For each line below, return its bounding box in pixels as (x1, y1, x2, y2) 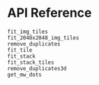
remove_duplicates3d (7, 65, 68, 72)
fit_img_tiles (7, 28, 49, 35)
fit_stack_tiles (7, 58, 54, 66)
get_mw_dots (7, 71, 42, 78)
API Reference (7, 5, 92, 21)
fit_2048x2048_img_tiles (7, 34, 79, 41)
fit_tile (7, 46, 33, 53)
